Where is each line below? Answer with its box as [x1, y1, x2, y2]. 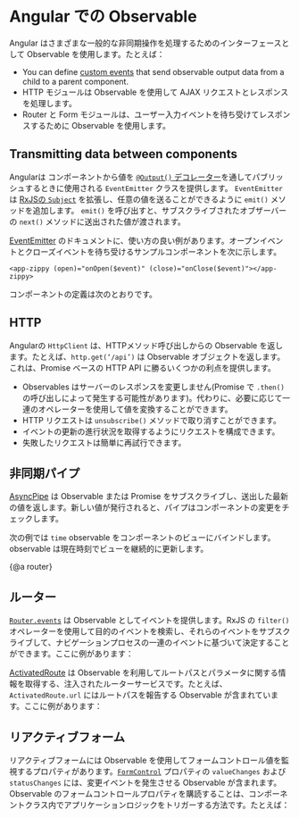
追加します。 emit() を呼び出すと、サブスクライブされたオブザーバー [32, 204, 287, 215]
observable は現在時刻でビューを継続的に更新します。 [9, 544, 209, 555]
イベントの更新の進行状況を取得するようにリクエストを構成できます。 [21, 426, 280, 437]
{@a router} [9, 562, 53, 572]
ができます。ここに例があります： [9, 648, 134, 659]
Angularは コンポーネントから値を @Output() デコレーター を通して [9, 171, 253, 182]
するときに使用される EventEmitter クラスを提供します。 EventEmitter [24, 182, 283, 193]
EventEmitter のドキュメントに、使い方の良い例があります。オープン [9, 235, 261, 246]
